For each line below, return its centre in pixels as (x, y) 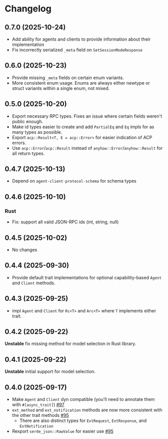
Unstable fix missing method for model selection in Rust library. (70, 344)
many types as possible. (37, 132)
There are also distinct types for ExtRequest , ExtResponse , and (83, 420)
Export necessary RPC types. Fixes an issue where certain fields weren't (87, 116)
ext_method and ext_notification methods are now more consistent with (87, 410)
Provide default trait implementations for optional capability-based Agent (87, 277)
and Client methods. (34, 283)
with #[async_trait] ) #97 (38, 404)
